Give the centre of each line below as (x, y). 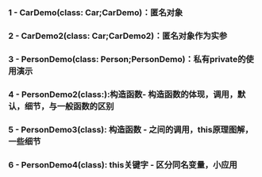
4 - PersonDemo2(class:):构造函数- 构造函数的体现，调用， (123, 94)
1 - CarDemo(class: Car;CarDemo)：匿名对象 (96, 12)
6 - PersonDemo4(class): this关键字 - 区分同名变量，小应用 (123, 164)
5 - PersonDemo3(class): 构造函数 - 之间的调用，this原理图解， (131, 129)
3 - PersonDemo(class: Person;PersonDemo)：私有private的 (127, 59)
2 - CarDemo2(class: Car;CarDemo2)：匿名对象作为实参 (118, 36)
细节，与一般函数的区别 (69, 106)
